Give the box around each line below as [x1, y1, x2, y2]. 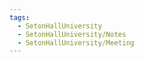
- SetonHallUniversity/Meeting [17, 38, 135, 48]
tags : [9, 13, 30, 22]
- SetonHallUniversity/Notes [17, 30, 127, 39]
